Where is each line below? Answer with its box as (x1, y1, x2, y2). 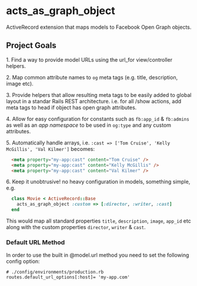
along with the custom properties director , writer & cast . (6, 224, 146, 230)
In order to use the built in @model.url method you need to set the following (6, 251, 189, 259)
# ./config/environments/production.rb (6, 269, 104, 275)
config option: (6, 258, 40, 265)
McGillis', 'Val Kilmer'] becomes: (6, 145, 95, 152)
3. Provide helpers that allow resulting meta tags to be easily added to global (6, 91, 192, 98)
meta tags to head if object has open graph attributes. (6, 104, 137, 111)
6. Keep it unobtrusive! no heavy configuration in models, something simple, (6, 178, 191, 186)
